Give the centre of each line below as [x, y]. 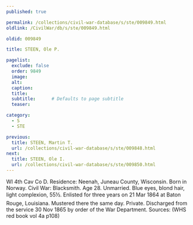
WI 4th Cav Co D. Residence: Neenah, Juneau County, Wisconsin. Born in [96, 182]
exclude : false [30, 66]
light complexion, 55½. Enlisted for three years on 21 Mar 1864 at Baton [94, 195]
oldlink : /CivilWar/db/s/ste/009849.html [58, 28]
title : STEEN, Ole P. [33, 49]
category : [18, 115]
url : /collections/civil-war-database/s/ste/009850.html [84, 165]
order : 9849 [27, 71]
